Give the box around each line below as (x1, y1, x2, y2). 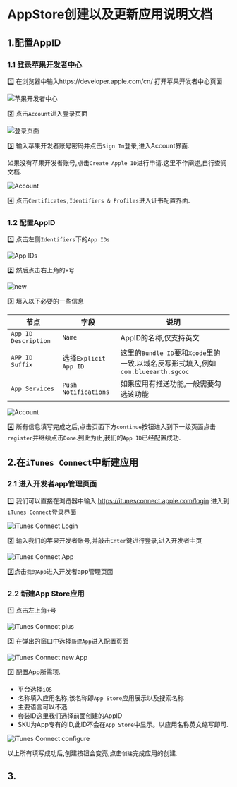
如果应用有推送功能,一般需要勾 (120, 379, 221, 389)
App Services (11, 385, 55, 392)
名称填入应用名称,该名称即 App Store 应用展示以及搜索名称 (17, 694, 185, 702)
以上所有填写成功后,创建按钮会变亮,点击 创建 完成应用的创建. (7, 749, 178, 757)
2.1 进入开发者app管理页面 (7, 479, 97, 489)
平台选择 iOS (17, 685, 53, 694)
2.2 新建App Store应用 (7, 589, 85, 599)
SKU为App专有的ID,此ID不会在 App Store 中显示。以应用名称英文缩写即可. (17, 721, 229, 729)
